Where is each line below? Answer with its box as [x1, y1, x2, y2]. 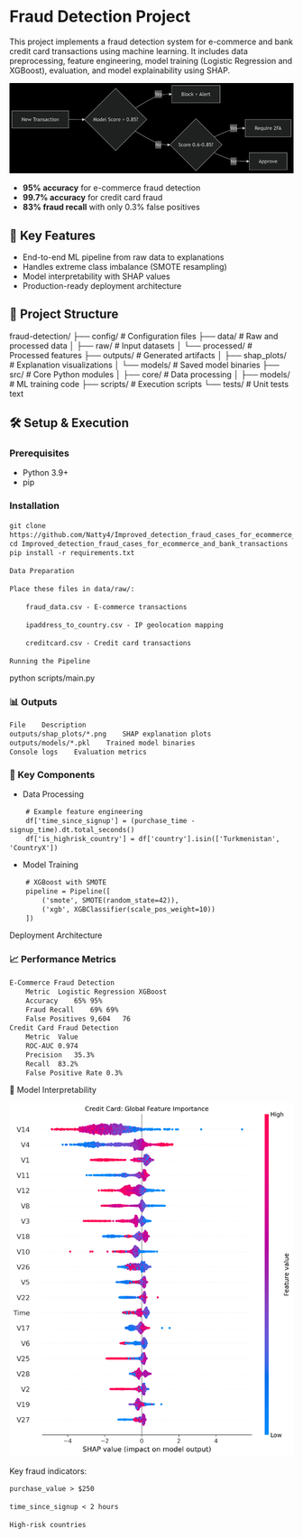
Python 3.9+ [22, 468, 69, 478]
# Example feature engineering [25, 808, 143, 817]
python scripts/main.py [9, 672, 96, 683]
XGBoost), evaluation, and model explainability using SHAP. [9, 65, 231, 76]
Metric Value [25, 1032, 78, 1042]
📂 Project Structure [9, 307, 119, 322]
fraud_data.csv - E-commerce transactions [25, 602, 188, 611]
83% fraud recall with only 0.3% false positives [22, 201, 200, 213]
